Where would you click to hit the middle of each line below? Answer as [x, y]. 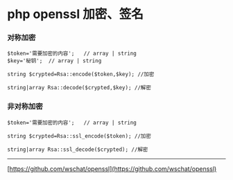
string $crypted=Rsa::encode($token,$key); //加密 [81, 74]
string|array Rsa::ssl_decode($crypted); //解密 [78, 150]
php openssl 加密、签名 [75, 14]
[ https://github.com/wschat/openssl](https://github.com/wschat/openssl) [112, 169]
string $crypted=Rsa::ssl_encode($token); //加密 [79, 136]
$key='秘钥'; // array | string [54, 61]
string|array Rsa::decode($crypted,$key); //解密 [79, 88]
